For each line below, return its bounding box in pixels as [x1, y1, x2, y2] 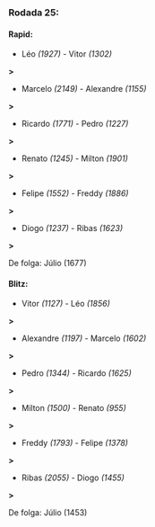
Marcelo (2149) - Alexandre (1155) [21, 84, 147, 94]
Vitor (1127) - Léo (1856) [21, 299, 111, 309]
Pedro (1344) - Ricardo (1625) [21, 368, 132, 379]
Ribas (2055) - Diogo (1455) [21, 472, 125, 483]
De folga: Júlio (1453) [8, 507, 88, 518]
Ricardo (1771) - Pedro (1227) [21, 119, 129, 130]
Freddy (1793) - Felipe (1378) [21, 438, 129, 449]
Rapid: [8, 29, 33, 40]
